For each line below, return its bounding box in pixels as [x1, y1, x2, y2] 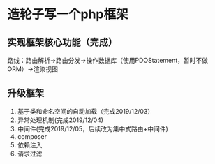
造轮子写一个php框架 [7, 6, 128, 22]
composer [17, 132, 47, 140]
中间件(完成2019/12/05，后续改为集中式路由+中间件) [17, 124, 169, 133]
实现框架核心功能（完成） [7, 36, 117, 48]
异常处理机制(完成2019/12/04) [17, 116, 103, 124]
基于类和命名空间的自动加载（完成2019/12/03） [17, 107, 154, 115]
